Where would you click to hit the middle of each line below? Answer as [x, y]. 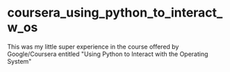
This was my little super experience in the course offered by [93, 46]
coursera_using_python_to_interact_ [115, 13]
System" [19, 61]
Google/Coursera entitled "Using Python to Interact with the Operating [108, 54]
